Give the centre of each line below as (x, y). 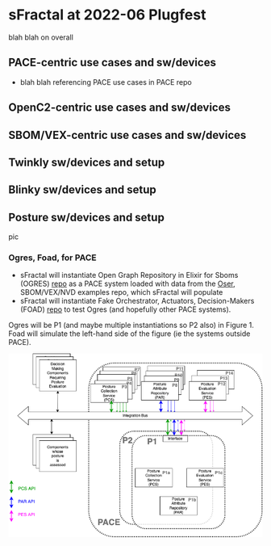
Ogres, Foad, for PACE (52, 258)
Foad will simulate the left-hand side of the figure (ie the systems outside (129, 334)
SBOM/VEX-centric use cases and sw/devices (127, 135)
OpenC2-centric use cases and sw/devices (120, 108)
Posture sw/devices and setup (87, 217)
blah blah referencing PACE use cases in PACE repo (106, 82)
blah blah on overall (41, 37)
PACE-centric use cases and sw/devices (112, 63)
